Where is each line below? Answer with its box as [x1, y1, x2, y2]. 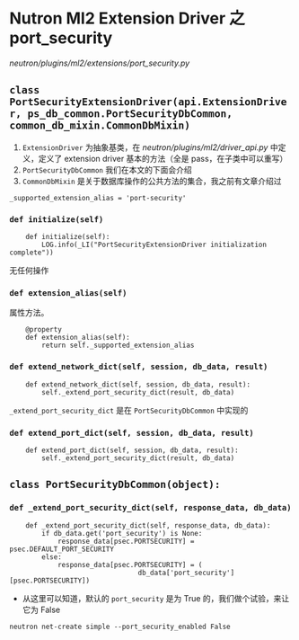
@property [25, 325, 63, 334]
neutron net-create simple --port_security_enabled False [9, 622, 231, 631]
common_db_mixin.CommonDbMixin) [9, 119, 191, 132]
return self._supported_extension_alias [41, 341, 195, 351]
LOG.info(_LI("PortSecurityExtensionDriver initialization [41, 240, 268, 250]
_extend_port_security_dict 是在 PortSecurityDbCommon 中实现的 [9, 404, 249, 415]
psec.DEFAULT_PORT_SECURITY [9, 545, 115, 554]
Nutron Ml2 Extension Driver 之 [9, 8, 245, 29]
